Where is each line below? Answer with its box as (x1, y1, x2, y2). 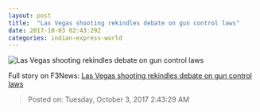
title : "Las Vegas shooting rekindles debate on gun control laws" (8, 19, 240, 27)
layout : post (8, 11, 52, 20)
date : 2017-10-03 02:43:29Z (8, 26, 102, 34)
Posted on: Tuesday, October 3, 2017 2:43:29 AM (27, 95, 189, 104)
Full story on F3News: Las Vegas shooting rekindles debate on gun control (8, 71, 252, 80)
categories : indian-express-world (8, 33, 123, 42)
